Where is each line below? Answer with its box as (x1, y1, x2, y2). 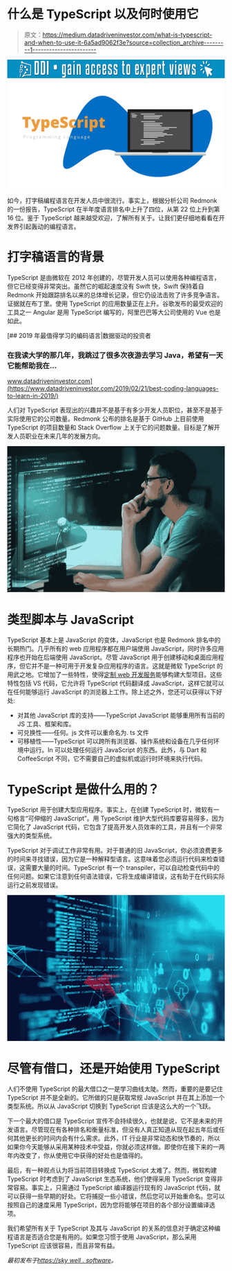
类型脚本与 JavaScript (7, 612, 135, 628)
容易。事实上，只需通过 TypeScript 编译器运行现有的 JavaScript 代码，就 (12, 1184, 221, 1192)
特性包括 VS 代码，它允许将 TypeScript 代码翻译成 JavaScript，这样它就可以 (7, 679, 224, 688)
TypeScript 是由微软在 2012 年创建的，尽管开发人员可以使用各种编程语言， (7, 274, 221, 282)
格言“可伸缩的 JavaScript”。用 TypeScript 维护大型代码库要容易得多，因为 (12, 815, 224, 823)
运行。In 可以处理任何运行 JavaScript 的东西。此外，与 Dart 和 (29, 746, 207, 754)
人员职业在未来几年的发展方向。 (12, 432, 104, 441)
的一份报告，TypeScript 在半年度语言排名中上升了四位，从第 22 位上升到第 (7, 205, 220, 213)
